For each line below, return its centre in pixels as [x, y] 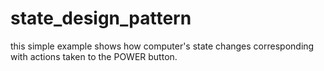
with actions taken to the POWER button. [94, 56]
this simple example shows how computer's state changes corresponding [162, 46]
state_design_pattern [101, 18]
